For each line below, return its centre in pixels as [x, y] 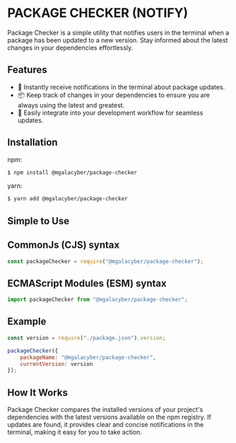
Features [27, 70]
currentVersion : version [57, 364]
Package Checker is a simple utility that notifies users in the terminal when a [118, 33]
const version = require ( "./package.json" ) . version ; [87, 338]
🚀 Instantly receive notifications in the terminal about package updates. [121, 87]
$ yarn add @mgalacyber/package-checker [68, 199]
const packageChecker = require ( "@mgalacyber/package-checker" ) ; [105, 261]
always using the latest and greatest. [71, 105]
